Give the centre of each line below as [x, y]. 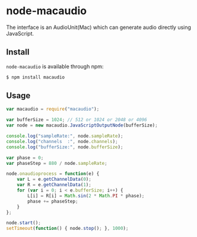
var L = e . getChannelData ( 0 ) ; [54, 179]
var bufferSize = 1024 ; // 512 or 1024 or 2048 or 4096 [77, 120]
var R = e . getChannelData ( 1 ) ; [54, 185]
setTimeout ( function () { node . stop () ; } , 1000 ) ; [67, 229]
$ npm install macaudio [36, 77]
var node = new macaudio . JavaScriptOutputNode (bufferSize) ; [82, 125]
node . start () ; [24, 223]
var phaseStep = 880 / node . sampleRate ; [57, 163]
